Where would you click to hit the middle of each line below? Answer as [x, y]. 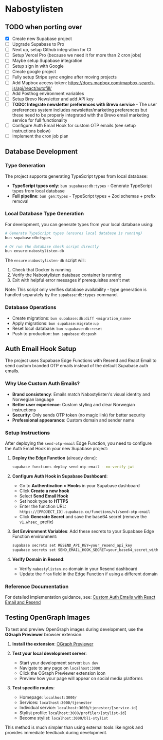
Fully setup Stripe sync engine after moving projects [64, 77]
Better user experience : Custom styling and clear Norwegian [73, 404]
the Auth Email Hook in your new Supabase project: [57, 449]
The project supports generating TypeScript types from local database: [76, 176]
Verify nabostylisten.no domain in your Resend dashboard [78, 569]
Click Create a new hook [44, 491]
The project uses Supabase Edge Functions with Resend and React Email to [81, 361]
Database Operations [31, 307]
